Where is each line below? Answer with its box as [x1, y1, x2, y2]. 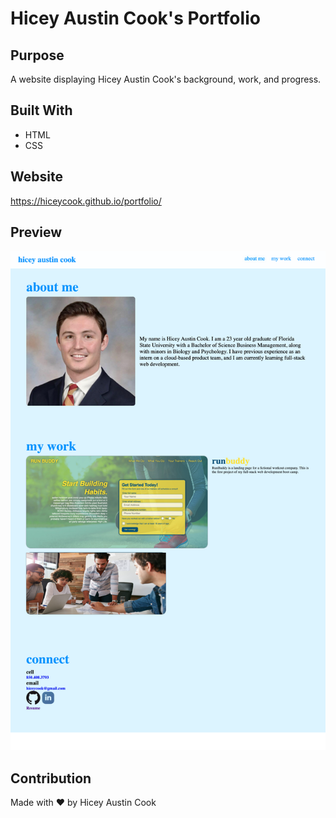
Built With [10, 102, 73, 119]
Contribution [10, 770, 92, 787]
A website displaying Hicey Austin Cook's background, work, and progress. [10, 73, 322, 85]
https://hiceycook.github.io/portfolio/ [10, 195, 162, 207]
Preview [10, 224, 63, 241]
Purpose [10, 47, 65, 64]
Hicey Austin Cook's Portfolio [10, 7, 261, 30]
